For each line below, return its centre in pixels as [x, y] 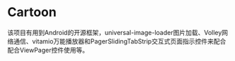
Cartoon [32, 12]
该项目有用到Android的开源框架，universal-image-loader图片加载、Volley [115, 32]
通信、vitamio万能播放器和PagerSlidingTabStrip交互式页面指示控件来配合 [120, 41]
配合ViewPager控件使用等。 [48, 50]
